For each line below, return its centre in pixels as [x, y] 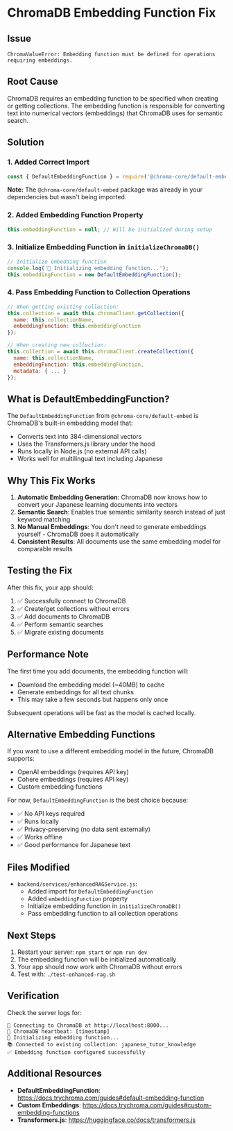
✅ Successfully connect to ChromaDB [71, 601]
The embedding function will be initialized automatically [97, 960]
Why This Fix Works [51, 480]
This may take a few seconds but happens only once [93, 699]
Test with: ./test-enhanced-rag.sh [66, 974]
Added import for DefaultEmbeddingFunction [90, 891]
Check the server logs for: [44, 1012]
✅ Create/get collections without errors [73, 608]
